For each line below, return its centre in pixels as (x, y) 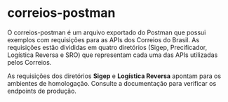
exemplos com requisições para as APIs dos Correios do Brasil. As (103, 39)
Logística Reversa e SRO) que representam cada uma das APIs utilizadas (113, 55)
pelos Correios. (29, 62)
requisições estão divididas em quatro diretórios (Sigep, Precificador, (107, 47)
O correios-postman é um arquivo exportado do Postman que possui (107, 32)
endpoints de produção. (42, 91)
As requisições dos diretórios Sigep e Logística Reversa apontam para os (114, 76)
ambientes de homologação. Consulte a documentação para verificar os (112, 83)
